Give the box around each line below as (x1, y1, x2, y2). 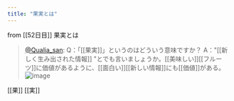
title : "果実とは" (7, 10, 58, 18)
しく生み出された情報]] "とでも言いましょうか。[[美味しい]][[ (24, 54, 204, 63)
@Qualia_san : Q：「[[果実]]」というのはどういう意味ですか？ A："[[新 (24, 45, 228, 54)
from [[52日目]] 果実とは (7, 30, 80, 39)
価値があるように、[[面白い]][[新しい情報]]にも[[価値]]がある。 (42, 63, 225, 71)
